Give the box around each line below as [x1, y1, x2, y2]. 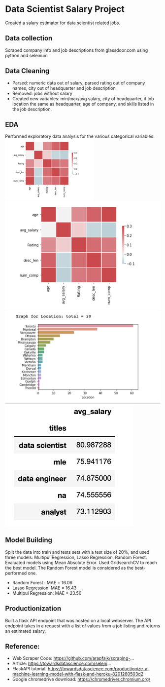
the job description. [12, 106, 52, 112]
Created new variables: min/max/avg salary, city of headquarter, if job [12, 95, 154, 102]
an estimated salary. [5, 628, 46, 634]
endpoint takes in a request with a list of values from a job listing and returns [5, 623, 161, 629]
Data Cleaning [5, 67, 50, 75]
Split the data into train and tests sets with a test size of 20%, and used [5, 549, 150, 555]
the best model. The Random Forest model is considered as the [5, 565, 134, 571]
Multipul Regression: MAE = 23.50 [12, 590, 82, 596]
